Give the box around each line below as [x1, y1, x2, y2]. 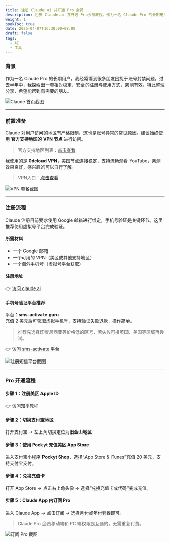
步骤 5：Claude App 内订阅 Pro [5, 497, 71, 503]
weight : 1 [5, 17, 26, 22]
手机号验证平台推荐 [5, 300, 46, 306]
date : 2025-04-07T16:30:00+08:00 [5, 26, 76, 31]
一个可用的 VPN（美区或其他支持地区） [12, 254, 95, 260]
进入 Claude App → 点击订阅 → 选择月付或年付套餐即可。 [5, 510, 124, 516]
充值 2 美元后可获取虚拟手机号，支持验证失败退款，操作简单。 [5, 318, 135, 324]
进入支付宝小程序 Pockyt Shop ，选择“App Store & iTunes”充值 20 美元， [5, 454, 157, 460]
